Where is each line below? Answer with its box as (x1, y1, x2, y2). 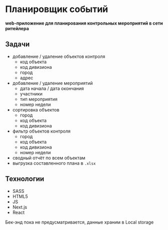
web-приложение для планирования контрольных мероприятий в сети (5, 20, 163, 26)
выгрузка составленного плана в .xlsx (12, 160, 96, 166)
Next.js (12, 204, 28, 210)
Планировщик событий (5, 4, 108, 15)
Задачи (5, 40, 30, 49)
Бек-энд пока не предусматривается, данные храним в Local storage (5, 219, 154, 225)
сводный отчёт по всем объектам (12, 155, 86, 161)
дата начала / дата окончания (20, 85, 84, 91)
